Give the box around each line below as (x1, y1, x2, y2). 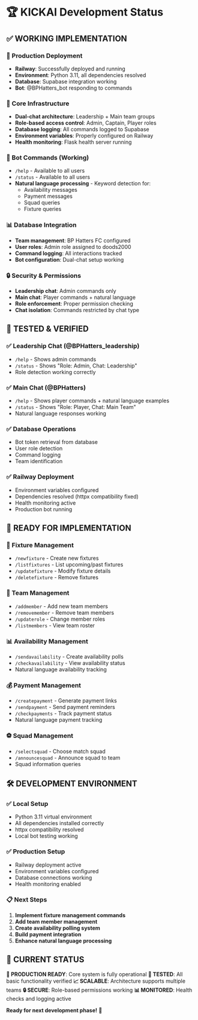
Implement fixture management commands (14, 911, 126, 918)
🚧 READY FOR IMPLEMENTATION (6, 523, 131, 533)
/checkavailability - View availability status (14, 659, 125, 666)
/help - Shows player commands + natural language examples (14, 397, 170, 404)
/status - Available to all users (14, 173, 91, 181)
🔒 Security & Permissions (6, 271, 82, 280)
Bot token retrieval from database (14, 438, 98, 446)
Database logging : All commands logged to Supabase (14, 126, 150, 133)
